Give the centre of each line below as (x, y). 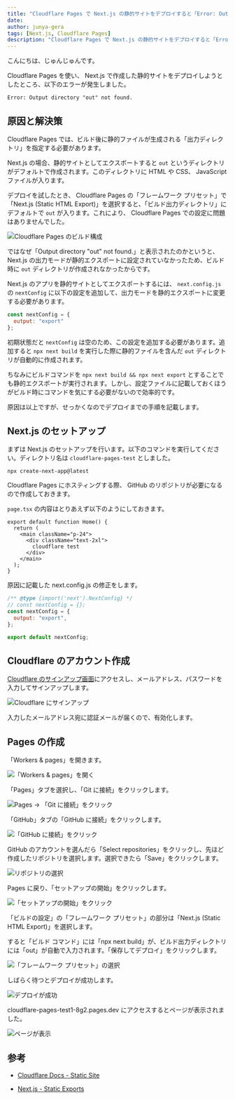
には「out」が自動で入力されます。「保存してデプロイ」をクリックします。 (114, 951)
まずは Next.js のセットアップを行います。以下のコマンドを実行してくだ (111, 449)
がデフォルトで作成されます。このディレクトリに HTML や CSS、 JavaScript (117, 171)
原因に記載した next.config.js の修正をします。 (74, 585)
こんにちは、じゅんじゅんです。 (53, 61)
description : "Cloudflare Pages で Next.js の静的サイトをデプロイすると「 (112, 40)
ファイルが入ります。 (38, 180)
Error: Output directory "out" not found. (70, 98)
